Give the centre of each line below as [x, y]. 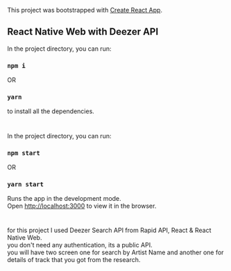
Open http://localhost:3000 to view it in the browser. [82, 206]
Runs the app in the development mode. [64, 199]
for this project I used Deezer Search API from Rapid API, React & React [109, 230]
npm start [24, 153]
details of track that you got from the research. [74, 260]
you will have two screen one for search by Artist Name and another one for [115, 252]
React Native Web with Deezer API [83, 32]
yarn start [25, 184]
